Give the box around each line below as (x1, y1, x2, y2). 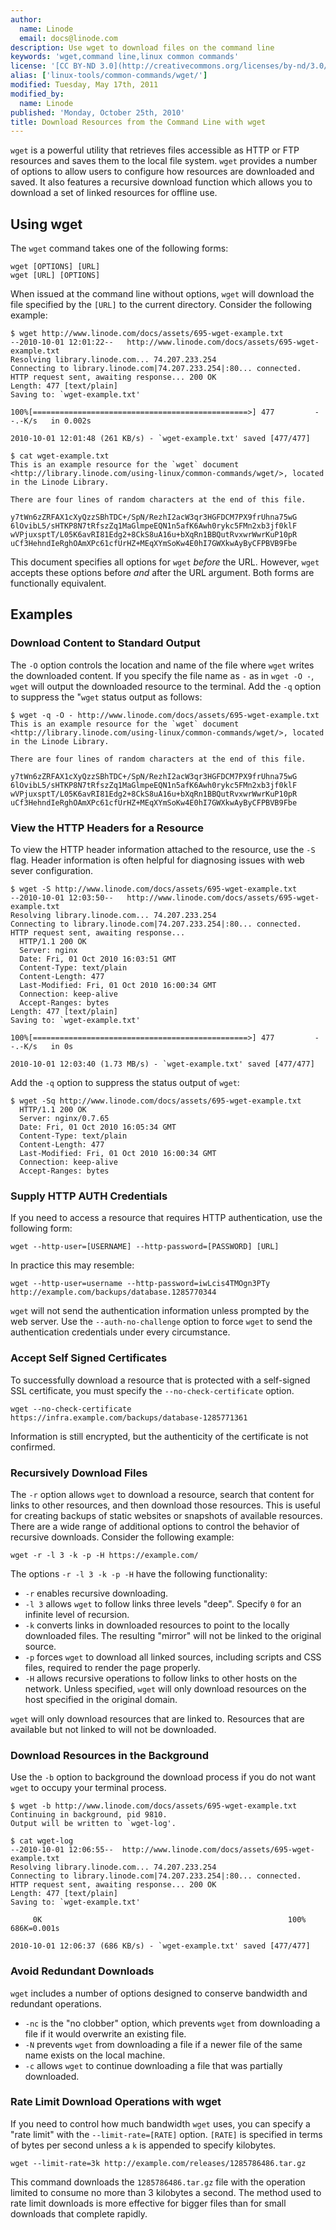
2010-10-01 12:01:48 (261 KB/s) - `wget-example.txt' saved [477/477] (10, 434, 311, 444)
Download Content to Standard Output (10, 636, 201, 650)
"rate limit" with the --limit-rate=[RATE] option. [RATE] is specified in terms (10, 2128, 323, 2140)
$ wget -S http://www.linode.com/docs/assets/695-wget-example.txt (10, 884, 298, 895)
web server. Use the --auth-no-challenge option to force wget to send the (10, 1316, 313, 1328)
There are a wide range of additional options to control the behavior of (10, 1520, 300, 1532)
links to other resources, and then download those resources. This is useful (10, 1499, 321, 1511)
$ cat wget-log (10, 1836, 74, 1846)
